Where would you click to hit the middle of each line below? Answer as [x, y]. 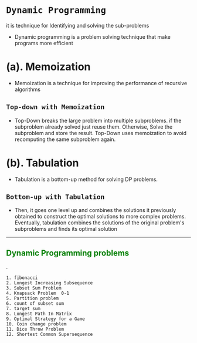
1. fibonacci [22, 278]
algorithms [28, 89]
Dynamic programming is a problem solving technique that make [93, 36]
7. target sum [23, 309]
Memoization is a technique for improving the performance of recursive [101, 83]
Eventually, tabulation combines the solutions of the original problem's [99, 223]
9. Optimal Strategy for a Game [45, 319]
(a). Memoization [48, 67]
